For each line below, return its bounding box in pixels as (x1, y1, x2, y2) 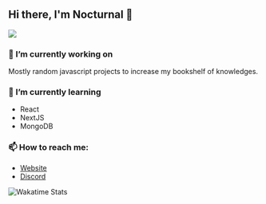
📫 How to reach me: (8, 142, 89, 153)
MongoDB (19, 121, 54, 131)
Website (19, 163, 48, 172)
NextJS (19, 113, 45, 123)
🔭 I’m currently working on (8, 49, 113, 60)
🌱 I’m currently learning (8, 87, 101, 98)
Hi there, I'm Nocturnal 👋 (8, 8, 133, 22)
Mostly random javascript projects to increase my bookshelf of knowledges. (8, 67, 258, 76)
